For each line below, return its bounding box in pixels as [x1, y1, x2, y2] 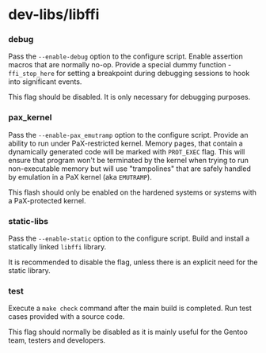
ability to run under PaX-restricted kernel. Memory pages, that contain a [8, 139, 243, 148]
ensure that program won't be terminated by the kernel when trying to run [8, 155, 249, 165]
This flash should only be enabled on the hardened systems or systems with [8, 188, 257, 197]
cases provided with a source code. [8, 312, 125, 321]
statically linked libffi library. [8, 242, 107, 252]
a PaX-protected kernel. [8, 195, 86, 205]
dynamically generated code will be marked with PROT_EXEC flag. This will [8, 146, 245, 156]
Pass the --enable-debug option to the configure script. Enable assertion [8, 51, 244, 61]
